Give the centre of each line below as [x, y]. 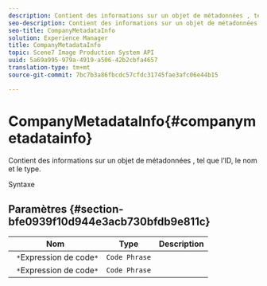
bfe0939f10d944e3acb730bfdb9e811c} [109, 221]
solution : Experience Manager [58, 38]
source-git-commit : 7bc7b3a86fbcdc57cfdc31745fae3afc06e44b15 [113, 75]
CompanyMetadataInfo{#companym [132, 121]
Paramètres [38, 209]
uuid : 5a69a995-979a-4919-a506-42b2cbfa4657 [83, 61]
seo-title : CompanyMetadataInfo [62, 30]
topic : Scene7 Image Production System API [81, 53]
